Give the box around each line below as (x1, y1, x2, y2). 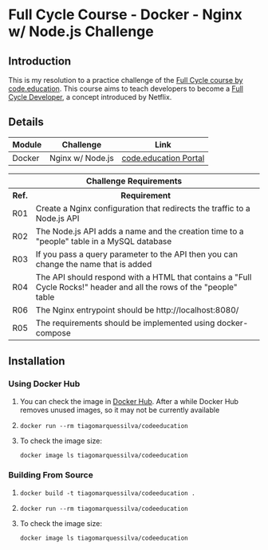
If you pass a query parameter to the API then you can (35, 249, 238, 260)
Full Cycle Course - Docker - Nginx (8, 6, 242, 24)
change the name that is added (35, 258, 152, 269)
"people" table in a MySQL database (35, 235, 172, 246)
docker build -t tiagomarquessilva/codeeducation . (19, 489, 195, 497)
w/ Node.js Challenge (8, 22, 154, 41)
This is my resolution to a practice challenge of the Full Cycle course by (8, 76, 243, 84)
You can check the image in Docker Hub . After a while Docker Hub (19, 396, 239, 406)
